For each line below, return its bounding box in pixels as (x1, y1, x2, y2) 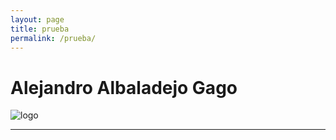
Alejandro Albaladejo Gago (10, 76, 238, 99)
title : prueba (10, 24, 70, 34)
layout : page (10, 14, 65, 25)
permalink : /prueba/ (10, 33, 97, 43)
